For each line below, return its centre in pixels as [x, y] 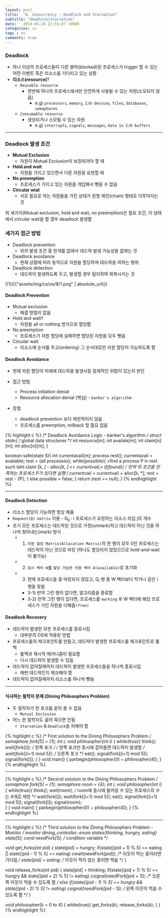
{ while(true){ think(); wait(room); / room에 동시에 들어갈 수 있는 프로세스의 [80, 791]
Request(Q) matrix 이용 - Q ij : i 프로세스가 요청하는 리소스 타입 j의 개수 [82, 519]
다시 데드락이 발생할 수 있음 [46, 660]
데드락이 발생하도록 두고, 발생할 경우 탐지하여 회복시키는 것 [77, 274]
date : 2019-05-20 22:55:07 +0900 [42, 24]
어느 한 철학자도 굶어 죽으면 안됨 [44, 720]
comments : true [21, 38]
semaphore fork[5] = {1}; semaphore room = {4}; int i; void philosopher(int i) [83, 784]
